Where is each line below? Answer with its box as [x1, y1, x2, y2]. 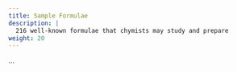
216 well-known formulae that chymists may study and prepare [15, 26, 229, 34]
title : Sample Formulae [8, 11, 89, 20]
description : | [8, 19, 60, 27]
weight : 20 [8, 34, 45, 42]
